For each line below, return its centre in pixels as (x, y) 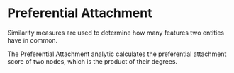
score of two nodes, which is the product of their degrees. (93, 61)
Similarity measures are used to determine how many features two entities (116, 33)
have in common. (33, 40)
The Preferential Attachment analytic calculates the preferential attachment (117, 54)
